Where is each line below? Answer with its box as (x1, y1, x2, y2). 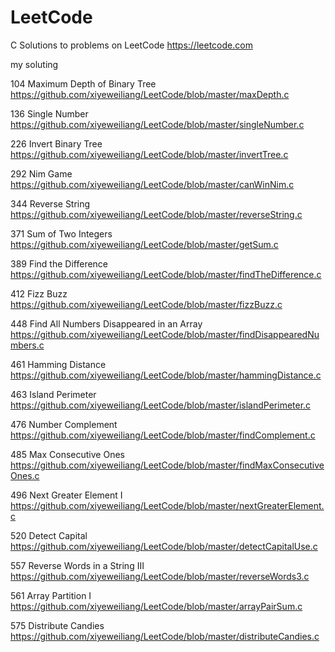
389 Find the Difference (10, 257, 109, 270)
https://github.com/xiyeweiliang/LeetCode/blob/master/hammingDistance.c (10, 369, 322, 381)
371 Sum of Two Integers (10, 227, 113, 240)
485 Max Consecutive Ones (10, 448, 125, 460)
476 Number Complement (10, 418, 118, 430)
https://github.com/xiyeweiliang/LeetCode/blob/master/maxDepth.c (10, 88, 290, 100)
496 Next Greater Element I (10, 489, 123, 501)
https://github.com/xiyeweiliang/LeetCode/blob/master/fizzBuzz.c (10, 298, 283, 310)
